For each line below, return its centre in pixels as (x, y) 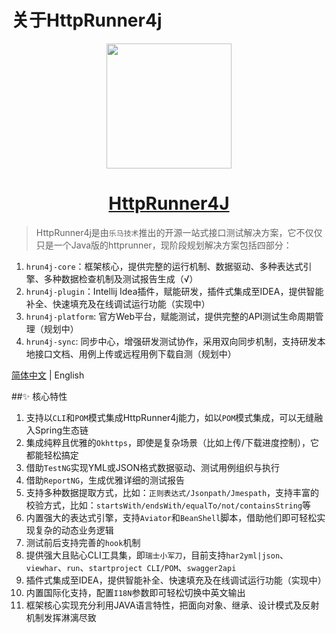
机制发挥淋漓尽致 (61, 617)
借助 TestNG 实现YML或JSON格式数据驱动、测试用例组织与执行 (153, 467)
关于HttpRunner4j (87, 20)
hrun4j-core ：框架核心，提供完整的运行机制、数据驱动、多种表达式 (164, 266)
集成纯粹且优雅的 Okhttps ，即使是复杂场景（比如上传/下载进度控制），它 (172, 442)
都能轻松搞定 (52, 455)
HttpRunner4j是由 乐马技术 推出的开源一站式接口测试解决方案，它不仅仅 (179, 232)
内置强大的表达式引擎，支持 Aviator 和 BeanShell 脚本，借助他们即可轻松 (171, 517)
